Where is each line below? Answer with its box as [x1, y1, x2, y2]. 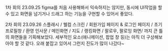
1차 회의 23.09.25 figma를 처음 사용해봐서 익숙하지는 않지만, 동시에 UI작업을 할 [5, 5, 162, 10]
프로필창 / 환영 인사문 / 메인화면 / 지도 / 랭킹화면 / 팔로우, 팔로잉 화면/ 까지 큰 [5, 28, 158, 34]
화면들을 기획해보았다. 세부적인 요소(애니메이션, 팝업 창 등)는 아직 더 [10, 34, 146, 40]
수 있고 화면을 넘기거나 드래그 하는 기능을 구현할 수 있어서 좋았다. [5, 11, 134, 17]
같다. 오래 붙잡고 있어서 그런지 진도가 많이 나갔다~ [25, 40, 124, 46]
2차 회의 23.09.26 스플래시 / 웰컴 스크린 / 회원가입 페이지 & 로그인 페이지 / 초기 [5, 22, 162, 27]
